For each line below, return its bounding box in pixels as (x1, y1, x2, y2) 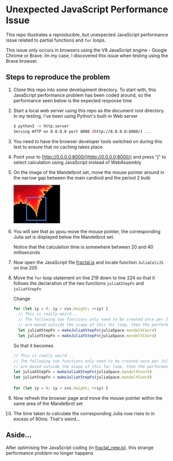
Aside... (6, 431, 32, 439)
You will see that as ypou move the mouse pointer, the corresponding (13, 228, 161, 235)
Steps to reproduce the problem (6, 73, 110, 82)
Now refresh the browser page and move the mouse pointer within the (13, 395, 163, 401)
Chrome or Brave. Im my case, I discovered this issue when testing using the (6, 52, 168, 59)
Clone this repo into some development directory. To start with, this (13, 86, 157, 93)
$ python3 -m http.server (13, 123, 69, 129)
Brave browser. (6, 58, 38, 64)
